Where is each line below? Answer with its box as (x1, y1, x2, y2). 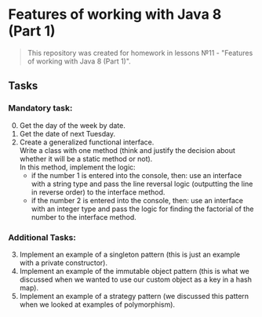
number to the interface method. (31, 212, 137, 221)
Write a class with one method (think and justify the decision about (19, 145, 235, 155)
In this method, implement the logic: (19, 162, 136, 172)
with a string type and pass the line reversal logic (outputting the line (31, 179, 253, 188)
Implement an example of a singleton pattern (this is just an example (19, 250, 241, 259)
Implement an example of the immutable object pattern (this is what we (19, 266, 249, 275)
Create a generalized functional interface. (19, 137, 155, 147)
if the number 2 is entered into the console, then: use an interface (31, 195, 243, 205)
